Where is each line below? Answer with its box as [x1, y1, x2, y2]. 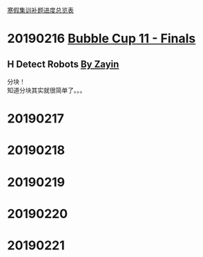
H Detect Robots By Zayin [7, 58, 119, 70]
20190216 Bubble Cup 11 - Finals [7, 30, 196, 46]
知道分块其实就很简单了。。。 [7, 86, 86, 94]
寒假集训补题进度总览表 [7, 6, 74, 14]
